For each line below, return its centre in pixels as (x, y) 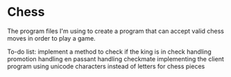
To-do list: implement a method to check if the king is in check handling (109, 52)
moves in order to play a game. (51, 38)
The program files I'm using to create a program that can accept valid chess (115, 31)
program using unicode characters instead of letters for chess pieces (106, 66)
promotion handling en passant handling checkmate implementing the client (115, 58)
